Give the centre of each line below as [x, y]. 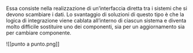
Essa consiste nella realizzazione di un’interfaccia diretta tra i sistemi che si [96, 8]
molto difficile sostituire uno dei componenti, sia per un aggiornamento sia [96, 26]
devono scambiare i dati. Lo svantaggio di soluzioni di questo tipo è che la [95, 14]
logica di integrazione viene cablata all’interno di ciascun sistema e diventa [96, 20]
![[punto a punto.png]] [33, 44]
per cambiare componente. [39, 33]
